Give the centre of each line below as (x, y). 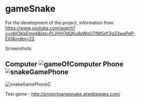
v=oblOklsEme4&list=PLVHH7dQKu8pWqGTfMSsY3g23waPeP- (70, 33)
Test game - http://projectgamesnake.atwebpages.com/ (63, 94)
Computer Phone (64, 64)
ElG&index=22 (20, 39)
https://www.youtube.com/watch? (40, 28)
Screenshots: (19, 48)
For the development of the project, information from (59, 23)
